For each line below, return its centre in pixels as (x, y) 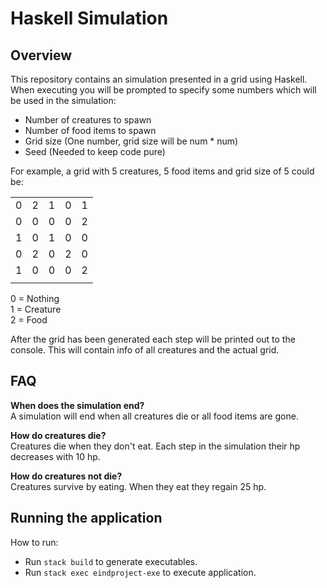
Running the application (86, 518)
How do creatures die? (58, 435)
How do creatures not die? (66, 476)
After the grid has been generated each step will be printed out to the (153, 339)
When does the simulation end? (77, 405)
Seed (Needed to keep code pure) (95, 151)
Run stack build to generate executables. (111, 561)
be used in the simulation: (63, 100)
